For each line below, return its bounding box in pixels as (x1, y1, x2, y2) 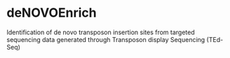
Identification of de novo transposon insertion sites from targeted (6, 28, 195, 36)
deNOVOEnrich (6, 5, 97, 21)
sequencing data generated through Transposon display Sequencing (6, 35, 205, 43)
